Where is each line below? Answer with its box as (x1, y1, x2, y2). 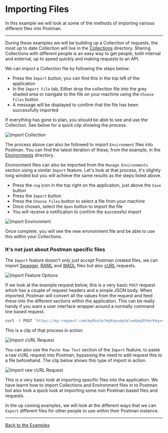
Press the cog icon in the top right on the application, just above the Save (12, 182, 161, 188)
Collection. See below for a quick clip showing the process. (5, 122, 127, 128)
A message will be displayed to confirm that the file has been (12, 102, 138, 108)
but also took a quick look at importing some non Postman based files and (5, 387, 158, 393)
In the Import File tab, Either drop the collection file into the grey (12, 86, 147, 92)
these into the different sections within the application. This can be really (5, 298, 155, 304)
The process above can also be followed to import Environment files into (5, 141, 153, 147)
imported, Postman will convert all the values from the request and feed (5, 293, 153, 299)
